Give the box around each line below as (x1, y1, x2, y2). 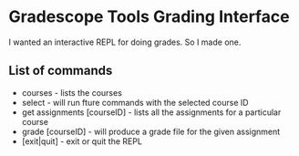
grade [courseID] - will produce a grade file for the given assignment (21, 126, 281, 137)
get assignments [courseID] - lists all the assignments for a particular (21, 107, 282, 118)
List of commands (8, 63, 113, 78)
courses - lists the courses (21, 87, 122, 98)
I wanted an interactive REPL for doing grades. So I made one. (8, 36, 242, 47)
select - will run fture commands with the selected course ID (21, 97, 249, 108)
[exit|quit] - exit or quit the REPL (21, 135, 143, 147)
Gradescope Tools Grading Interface (8, 6, 290, 27)
